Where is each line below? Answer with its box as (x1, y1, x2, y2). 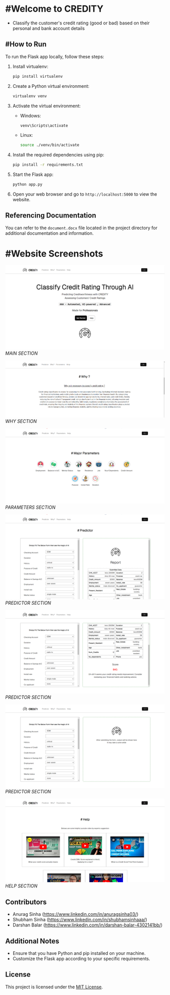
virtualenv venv (12, 94, 47, 99)
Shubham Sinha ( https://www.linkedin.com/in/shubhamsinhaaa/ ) (12, 917, 148, 923)
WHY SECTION (5, 418, 37, 424)
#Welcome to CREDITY (5, 3, 104, 15)
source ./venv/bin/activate (20, 143, 79, 148)
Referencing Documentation (5, 211, 96, 220)
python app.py (12, 182, 42, 187)
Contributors (5, 897, 47, 906)
